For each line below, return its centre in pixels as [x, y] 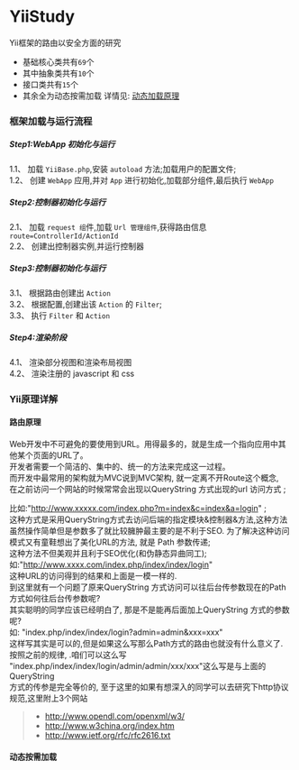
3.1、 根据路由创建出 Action [60, 293]
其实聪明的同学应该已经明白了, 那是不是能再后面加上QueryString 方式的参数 [149, 610]
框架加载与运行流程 [51, 121]
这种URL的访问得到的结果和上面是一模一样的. [93, 575]
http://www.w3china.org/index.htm [109, 725]
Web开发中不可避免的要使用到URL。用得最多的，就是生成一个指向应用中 [144, 444]
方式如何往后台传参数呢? [55, 598]
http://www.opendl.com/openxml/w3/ [115, 716]
